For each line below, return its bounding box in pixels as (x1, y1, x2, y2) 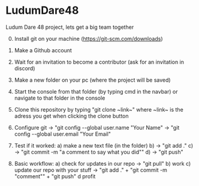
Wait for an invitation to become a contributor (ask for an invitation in (14, 58, 184, 65)
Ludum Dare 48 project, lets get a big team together (5, 23, 134, 31)
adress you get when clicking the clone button (14, 112, 129, 119)
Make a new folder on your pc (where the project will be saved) (14, 76, 171, 83)
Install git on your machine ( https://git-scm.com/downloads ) (14, 35, 163, 42)
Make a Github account (14, 46, 73, 54)
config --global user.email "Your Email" (14, 130, 111, 137)
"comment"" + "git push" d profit (14, 172, 96, 180)
